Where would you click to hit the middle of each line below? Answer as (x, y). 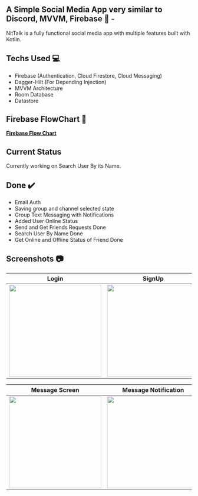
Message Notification (153, 390)
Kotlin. (14, 39)
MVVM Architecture (39, 88)
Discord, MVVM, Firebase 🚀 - (60, 19)
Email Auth (28, 202)
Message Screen (55, 390)
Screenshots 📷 (35, 259)
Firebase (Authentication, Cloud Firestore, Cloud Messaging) (88, 75)
